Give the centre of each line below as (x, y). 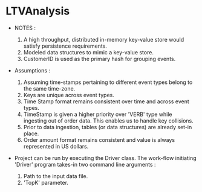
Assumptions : (32, 70)
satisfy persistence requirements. (65, 46)
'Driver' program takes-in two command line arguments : (85, 164)
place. (31, 133)
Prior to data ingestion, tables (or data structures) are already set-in (108, 127)
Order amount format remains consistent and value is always (99, 139)
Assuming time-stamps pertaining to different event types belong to (108, 82)
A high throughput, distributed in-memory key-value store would (104, 39)
